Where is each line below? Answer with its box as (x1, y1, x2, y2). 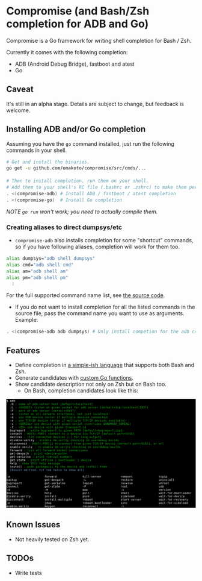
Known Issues (6, 520, 61, 530)
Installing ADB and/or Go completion (6, 124, 146, 134)
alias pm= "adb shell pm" (6, 274, 69, 281)
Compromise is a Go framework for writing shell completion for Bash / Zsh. (6, 37, 192, 44)
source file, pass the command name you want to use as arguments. (14, 310, 185, 317)
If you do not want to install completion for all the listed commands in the (14, 303, 195, 311)
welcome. (6, 107, 31, 114)
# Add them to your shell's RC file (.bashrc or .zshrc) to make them (6, 184, 187, 190)
